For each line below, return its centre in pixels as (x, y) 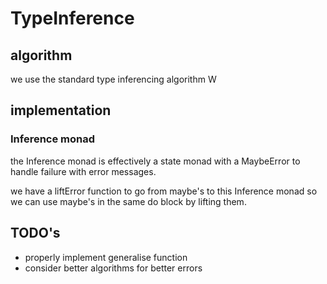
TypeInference (72, 18)
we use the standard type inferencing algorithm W (113, 79)
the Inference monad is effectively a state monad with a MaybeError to (155, 161)
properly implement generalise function (106, 257)
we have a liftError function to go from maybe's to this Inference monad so (164, 191)
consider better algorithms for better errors (113, 268)
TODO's (35, 233)
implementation (61, 110)
